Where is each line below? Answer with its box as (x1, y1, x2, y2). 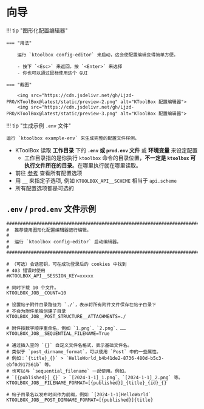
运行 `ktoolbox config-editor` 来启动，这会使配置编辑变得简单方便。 (17, 52, 178, 58)
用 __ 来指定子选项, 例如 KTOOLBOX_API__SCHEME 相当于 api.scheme (15, 177, 177, 184)
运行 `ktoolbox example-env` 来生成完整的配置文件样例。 (6, 135, 140, 141)
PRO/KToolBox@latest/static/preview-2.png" (6, 98, 118, 105)
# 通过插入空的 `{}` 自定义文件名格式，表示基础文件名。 (6, 342, 132, 348)
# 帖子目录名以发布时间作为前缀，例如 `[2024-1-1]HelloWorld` (6, 391, 152, 397)
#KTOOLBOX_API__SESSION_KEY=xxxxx (6, 272, 94, 279)
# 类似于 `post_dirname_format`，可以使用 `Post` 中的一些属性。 (6, 348, 161, 355)
